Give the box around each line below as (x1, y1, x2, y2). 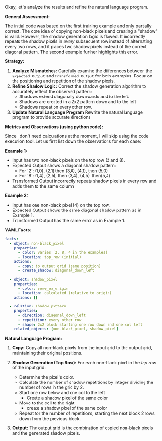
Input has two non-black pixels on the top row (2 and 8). (12, 157, 125, 163)
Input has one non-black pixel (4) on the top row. (12, 202, 110, 208)
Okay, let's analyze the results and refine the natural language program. (5, 4, 149, 10)
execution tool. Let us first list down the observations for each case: (5, 138, 141, 144)
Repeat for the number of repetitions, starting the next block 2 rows (19, 410, 155, 416)
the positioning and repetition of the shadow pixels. (12, 78, 115, 84)
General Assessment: (5, 14, 50, 19)
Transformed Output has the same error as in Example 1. (12, 218, 126, 223)
